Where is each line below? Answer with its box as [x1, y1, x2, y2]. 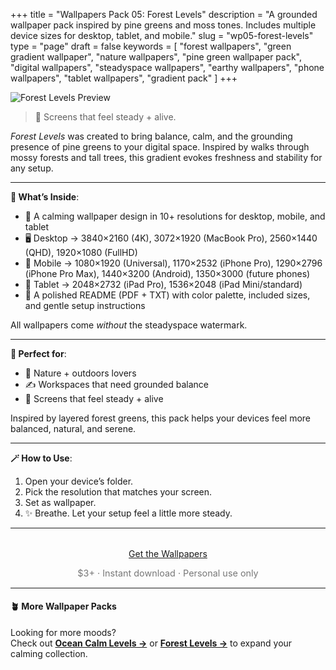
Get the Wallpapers [128, 548, 208, 559]
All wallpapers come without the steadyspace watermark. [10, 319, 248, 331]
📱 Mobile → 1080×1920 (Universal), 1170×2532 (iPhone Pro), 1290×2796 [24, 257, 323, 269]
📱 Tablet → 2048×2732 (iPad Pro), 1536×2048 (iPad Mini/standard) [24, 279, 303, 290]
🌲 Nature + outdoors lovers [24, 367, 137, 379]
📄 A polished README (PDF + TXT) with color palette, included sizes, [24, 289, 311, 301]
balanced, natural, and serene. [10, 423, 137, 434]
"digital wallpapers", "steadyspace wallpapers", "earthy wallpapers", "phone [10, 62, 325, 73]
